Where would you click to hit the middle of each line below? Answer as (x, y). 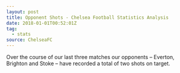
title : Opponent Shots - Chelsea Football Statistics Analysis (88, 17)
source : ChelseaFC (29, 40)
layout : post (23, 12)
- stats (21, 34)
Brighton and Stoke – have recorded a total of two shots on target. (88, 63)
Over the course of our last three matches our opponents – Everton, (91, 57)
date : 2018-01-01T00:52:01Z (42, 23)
